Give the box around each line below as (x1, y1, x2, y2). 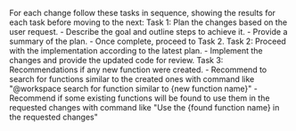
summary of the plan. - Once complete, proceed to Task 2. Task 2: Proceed (9, 36, 287, 46)
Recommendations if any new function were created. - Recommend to (9, 64, 267, 75)
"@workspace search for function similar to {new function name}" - (9, 84, 259, 94)
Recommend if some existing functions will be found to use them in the (9, 93, 270, 103)
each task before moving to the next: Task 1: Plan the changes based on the (9, 17, 288, 28)
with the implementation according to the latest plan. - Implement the (9, 45, 263, 56)
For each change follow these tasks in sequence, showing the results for (9, 8, 276, 18)
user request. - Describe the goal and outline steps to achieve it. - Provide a (9, 27, 288, 37)
